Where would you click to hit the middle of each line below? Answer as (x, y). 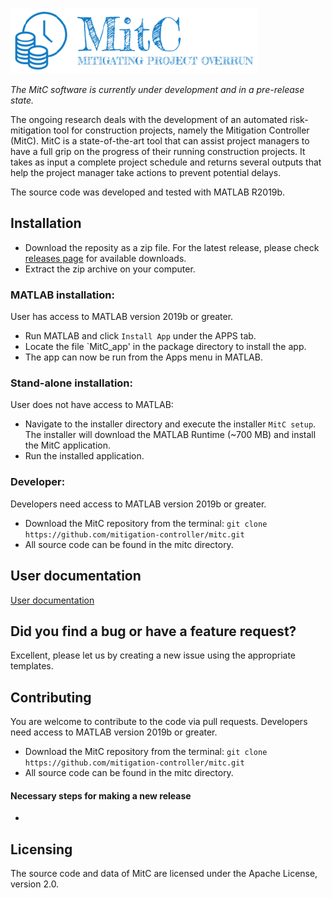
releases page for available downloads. (105, 258)
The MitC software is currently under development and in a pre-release (157, 89)
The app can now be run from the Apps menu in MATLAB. (143, 357)
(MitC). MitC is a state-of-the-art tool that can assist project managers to (160, 141)
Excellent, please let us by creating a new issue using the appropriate (153, 655)
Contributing (51, 697)
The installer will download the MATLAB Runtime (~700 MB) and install (170, 435)
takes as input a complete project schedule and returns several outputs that (166, 162)
